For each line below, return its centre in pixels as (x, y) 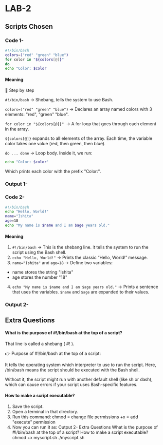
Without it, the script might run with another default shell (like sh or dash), (79, 379)
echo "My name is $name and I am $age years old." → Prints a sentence (85, 287)
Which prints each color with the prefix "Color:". (53, 172)
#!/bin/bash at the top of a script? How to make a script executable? (80, 432)
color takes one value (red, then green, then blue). (55, 144)
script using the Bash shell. (39, 252)
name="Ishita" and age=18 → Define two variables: (62, 263)
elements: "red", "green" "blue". (37, 115)
